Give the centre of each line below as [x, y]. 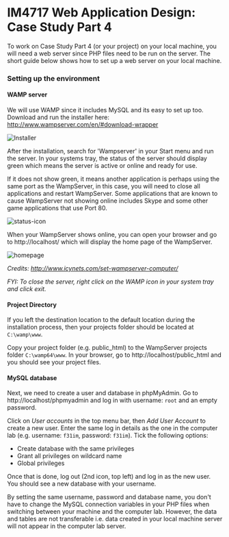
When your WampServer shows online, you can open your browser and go [112, 235]
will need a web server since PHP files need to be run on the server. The [109, 53]
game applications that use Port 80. [57, 208]
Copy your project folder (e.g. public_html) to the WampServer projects [107, 348]
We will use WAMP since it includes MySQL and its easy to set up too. [105, 110]
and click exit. [27, 289]
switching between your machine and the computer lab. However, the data [112, 512]
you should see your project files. [54, 362]
